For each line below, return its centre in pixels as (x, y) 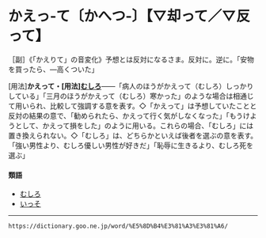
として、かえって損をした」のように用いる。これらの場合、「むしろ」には (134, 125)
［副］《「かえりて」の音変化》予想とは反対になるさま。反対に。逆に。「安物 (131, 59)
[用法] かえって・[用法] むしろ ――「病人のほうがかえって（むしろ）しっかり (131, 86)
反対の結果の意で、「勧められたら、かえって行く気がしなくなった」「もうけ (129, 115)
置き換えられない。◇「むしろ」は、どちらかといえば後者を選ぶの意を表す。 (133, 135)
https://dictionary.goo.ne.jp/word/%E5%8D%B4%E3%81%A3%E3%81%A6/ (118, 226)
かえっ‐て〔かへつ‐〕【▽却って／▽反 (129, 16)
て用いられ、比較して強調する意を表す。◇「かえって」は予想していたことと (133, 106)
